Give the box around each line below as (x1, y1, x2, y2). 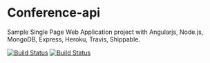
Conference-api (7, 5, 101, 21)
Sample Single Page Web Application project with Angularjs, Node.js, (7, 28, 204, 36)
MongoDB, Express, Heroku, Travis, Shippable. (7, 35, 140, 43)
